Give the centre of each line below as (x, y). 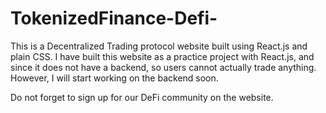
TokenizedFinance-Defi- (114, 18)
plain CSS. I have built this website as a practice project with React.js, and (162, 56)
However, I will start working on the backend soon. (114, 78)
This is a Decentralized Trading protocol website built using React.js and (159, 46)
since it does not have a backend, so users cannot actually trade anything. (163, 67)
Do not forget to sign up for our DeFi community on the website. (142, 97)
